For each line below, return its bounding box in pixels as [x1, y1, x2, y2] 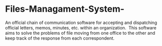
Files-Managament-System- [5, 3, 124, 15]
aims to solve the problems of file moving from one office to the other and [5, 30, 156, 36]
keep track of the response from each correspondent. [5, 35, 115, 41]
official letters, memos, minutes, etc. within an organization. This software [5, 24, 157, 30]
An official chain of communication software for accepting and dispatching [5, 20, 157, 25]
